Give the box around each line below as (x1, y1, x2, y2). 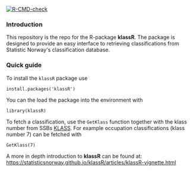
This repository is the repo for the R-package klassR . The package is (6, 34, 175, 41)
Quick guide (6, 61, 42, 69)
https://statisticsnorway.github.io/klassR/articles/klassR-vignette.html (6, 158, 176, 165)
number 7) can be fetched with (6, 131, 82, 138)
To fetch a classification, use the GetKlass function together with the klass (6, 118, 187, 125)
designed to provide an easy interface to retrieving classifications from (6, 40, 179, 47)
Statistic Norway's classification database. (6, 46, 110, 53)
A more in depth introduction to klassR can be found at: (6, 152, 143, 160)
